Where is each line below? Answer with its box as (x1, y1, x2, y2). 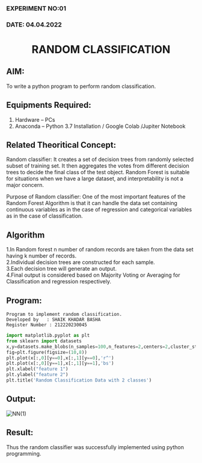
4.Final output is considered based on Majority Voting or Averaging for (6, 271, 180, 279)
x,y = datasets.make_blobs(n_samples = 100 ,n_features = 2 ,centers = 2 (6, 344, 168, 350)
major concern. (6, 181, 44, 189)
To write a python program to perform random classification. (6, 83, 156, 90)
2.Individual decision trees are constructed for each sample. (6, 259, 155, 266)
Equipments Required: (6, 100, 91, 110)
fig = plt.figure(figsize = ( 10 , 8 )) (6, 349, 87, 355)
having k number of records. (6, 252, 77, 260)
